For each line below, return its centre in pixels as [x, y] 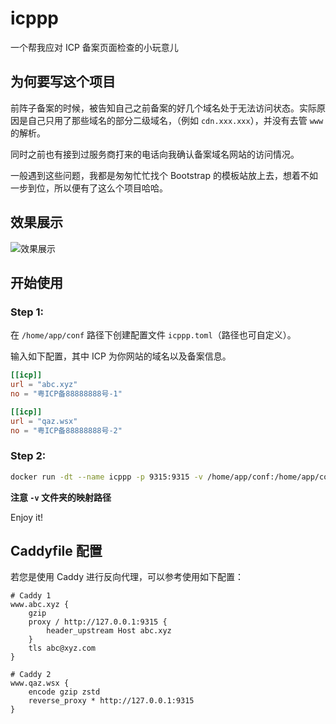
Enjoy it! [27, 517]
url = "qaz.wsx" [44, 421]
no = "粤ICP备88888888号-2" [66, 430]
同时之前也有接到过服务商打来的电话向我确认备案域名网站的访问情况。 [155, 154]
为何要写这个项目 [63, 82]
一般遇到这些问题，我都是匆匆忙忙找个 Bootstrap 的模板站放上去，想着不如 [164, 175]
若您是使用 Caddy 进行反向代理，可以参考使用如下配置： [127, 577]
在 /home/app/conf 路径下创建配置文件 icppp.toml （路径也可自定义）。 [153, 335]
